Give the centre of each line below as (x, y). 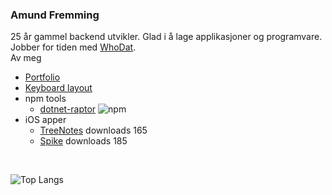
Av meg (26, 58)
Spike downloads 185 (83, 141)
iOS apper (45, 120)
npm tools (45, 99)
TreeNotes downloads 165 (93, 130)
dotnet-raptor (68, 109)
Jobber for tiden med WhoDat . (73, 47)
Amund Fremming (55, 15)
